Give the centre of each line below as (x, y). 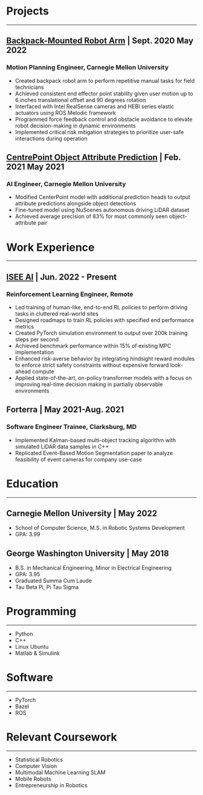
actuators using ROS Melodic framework (66, 112)
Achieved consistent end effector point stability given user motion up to (104, 93)
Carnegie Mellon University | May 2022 (82, 513)
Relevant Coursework (62, 737)
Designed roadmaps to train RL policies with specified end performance (105, 320)
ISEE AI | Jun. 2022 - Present (62, 277)
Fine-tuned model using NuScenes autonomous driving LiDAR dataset (102, 210)
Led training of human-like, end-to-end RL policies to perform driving (101, 307)
